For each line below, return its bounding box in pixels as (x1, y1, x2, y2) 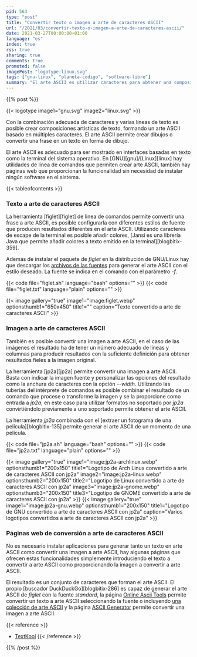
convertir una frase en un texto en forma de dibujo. (6, 138, 130, 144)
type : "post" (6, 14, 38, 20)
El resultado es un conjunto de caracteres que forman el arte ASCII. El (6, 578, 175, 585)
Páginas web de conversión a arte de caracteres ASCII (6, 529, 164, 537)
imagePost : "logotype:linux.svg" (6, 69, 88, 75)
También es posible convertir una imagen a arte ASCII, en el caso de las (6, 337, 180, 344)
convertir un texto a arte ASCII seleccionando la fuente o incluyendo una (6, 597, 182, 604)
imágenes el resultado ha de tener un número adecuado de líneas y (6, 344, 169, 351)
